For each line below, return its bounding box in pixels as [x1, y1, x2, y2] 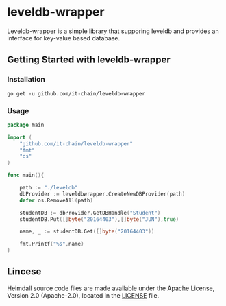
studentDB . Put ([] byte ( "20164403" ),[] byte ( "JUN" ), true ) [19, 215, 179, 223]
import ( [7, 134, 32, 141]
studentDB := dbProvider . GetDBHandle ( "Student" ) [19, 209, 161, 216]
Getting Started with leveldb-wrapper [7, 54, 171, 66]
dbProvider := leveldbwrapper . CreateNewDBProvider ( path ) [19, 190, 186, 198]
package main [7, 121, 45, 128]
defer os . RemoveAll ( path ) [19, 197, 94, 204]
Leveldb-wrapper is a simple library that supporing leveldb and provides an [7, 27, 219, 35]
